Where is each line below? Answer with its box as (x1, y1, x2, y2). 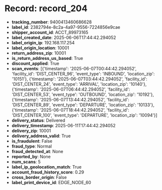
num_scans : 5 (11, 159, 41, 165)
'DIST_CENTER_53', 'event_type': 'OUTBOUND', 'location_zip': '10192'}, (11, 91, 154, 97)
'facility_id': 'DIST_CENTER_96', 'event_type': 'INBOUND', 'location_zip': (11, 71, 155, 76)
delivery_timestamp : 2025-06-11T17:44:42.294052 (11, 122, 116, 128)
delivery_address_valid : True (11, 133, 71, 139)
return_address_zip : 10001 (11, 50, 66, 56)
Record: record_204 (4, 3, 88, 14)
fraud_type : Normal (11, 143, 52, 149)
